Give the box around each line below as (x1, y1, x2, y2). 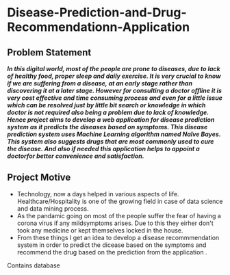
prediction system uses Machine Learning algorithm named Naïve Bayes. (7, 130, 221, 138)
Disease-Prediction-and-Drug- (7, 5, 187, 21)
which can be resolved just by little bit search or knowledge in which (7, 101, 206, 109)
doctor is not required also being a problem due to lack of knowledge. (7, 108, 209, 116)
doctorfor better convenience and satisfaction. (7, 152, 145, 160)
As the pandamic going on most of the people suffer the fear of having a (16, 211, 221, 220)
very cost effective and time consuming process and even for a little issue (7, 94, 222, 102)
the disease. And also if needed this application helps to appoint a (7, 145, 200, 153)
